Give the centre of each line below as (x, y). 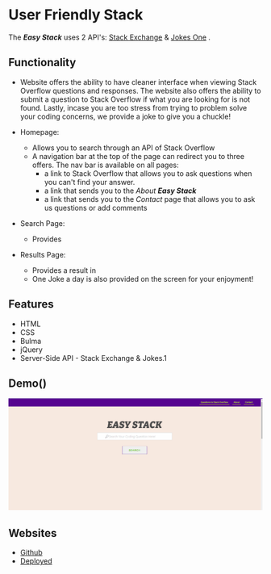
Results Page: (43, 254)
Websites (33, 533)
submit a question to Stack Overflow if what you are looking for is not (135, 99)
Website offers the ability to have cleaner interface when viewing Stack (138, 82)
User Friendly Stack (76, 15)
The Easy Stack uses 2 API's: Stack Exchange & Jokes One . (110, 37)
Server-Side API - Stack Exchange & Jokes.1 (93, 358)
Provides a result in (64, 270)
